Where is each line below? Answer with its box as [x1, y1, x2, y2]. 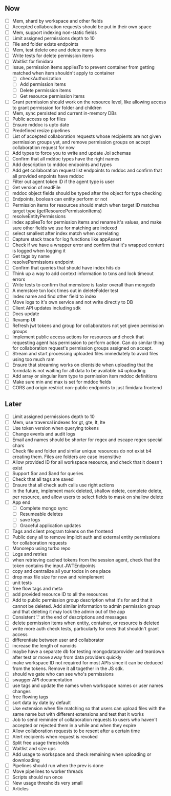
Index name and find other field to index [12, 293, 97, 300]
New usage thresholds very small [12, 780, 83, 786]
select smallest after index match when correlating [12, 230, 119, 236]
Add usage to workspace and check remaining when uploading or [12, 751, 152, 757]
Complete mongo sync [19, 505, 68, 511]
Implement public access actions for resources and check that [12, 334, 144, 340]
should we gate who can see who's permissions [12, 671, 114, 677]
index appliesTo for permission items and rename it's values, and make [12, 219, 162, 225]
